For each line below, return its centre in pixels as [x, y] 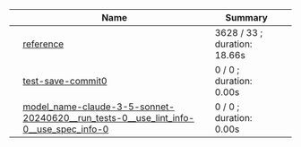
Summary [247, 17]
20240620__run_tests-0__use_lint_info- [109, 118]
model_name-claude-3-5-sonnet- [99, 107]
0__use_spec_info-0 [66, 129]
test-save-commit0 [65, 81]
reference [43, 44]
